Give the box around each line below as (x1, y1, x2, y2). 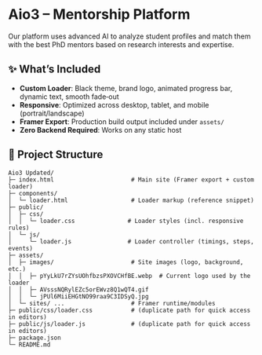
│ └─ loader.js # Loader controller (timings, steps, (8, 237, 255, 245)
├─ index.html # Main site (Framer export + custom (8, 175, 255, 184)
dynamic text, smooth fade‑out (19, 92, 119, 101)
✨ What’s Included (8, 63, 101, 76)
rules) (8, 224, 30, 232)
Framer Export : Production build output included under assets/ (19, 116, 225, 126)
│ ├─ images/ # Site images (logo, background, (8, 258, 244, 266)
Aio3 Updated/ (8, 169, 55, 177)
